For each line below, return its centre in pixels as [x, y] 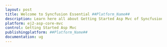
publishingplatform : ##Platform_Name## [46, 32]
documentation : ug [24, 37]
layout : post [19, 10]
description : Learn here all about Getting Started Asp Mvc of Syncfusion [84, 19]
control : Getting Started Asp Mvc [41, 28]
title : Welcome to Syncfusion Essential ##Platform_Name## [68, 14]
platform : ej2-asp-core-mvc [34, 23]
